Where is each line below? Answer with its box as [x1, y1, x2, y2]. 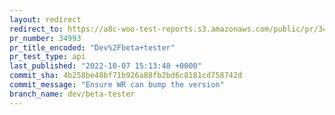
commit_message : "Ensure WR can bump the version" [9, 80, 225, 90]
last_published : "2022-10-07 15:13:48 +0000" [9, 61, 202, 71]
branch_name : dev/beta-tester [9, 89, 136, 99]
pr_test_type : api [9, 52, 86, 62]
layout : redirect [9, 14, 82, 25]
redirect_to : [9, 24, 64, 34]
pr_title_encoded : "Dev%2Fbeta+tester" [9, 42, 176, 53]
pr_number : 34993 [9, 33, 82, 43]
